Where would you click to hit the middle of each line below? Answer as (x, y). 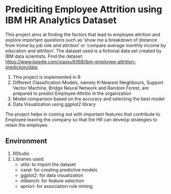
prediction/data (22, 67)
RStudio (21, 153)
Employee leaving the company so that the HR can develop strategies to (81, 119)
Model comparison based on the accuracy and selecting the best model (89, 99)
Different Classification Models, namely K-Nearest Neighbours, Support (88, 82)
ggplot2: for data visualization (52, 175)
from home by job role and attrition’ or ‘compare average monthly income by (86, 45)
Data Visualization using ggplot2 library (54, 104)
